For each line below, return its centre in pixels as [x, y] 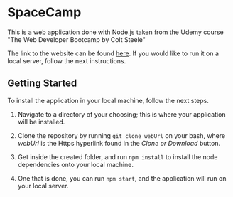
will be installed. [41, 122]
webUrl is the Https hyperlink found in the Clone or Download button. [119, 143]
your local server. [43, 186]
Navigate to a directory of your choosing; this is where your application [121, 114]
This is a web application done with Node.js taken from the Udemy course [115, 32]
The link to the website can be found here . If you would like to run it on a [113, 53]
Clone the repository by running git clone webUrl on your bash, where [121, 135]
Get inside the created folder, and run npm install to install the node [118, 156]
